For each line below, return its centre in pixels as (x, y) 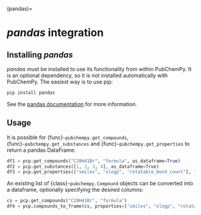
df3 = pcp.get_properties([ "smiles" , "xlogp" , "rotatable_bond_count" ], (99, 172)
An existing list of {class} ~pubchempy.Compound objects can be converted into (100, 183)
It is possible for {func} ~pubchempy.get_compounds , (68, 137)
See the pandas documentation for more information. (72, 104)
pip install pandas (31, 93)
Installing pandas (40, 55)
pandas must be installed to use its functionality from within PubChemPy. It (99, 69)
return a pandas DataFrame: (41, 150)
